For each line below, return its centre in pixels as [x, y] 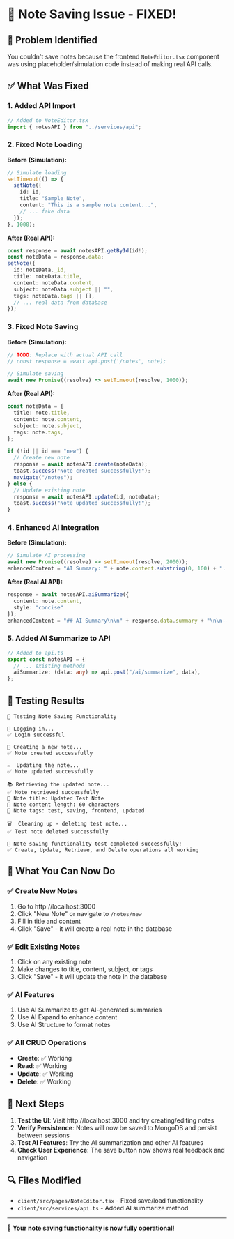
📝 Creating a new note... [45, 747]
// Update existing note [49, 490]
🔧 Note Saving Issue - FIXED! [92, 14]
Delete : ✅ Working [44, 1081]
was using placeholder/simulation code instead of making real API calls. [110, 64]
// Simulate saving [36, 374]
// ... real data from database [61, 303]
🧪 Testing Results [46, 700]
